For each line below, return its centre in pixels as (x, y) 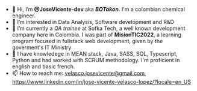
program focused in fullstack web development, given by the (87, 41)
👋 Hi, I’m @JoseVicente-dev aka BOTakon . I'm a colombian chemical (98, 9)
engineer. (24, 16)
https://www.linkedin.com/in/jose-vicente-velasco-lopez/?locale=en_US (102, 82)
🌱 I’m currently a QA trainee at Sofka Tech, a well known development (98, 28)
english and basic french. (43, 66)
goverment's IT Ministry (42, 47)
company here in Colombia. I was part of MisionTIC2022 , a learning (97, 35)
